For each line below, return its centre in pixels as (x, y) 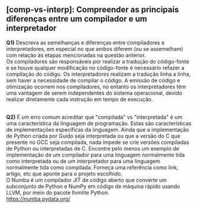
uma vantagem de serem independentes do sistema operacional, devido (94, 93)
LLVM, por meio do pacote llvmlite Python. (58, 193)
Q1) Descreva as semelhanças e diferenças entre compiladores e (85, 42)
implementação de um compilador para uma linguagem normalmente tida (96, 155)
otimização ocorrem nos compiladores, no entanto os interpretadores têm (96, 87)
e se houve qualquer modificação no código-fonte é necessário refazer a (95, 68)
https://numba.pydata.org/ (38, 199)
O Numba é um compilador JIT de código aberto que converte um (87, 180)
